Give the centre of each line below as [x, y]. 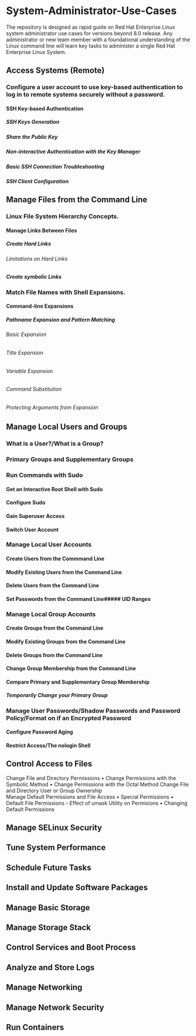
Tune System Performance [56, 848]
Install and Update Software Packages [77, 888]
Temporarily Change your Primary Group [57, 695]
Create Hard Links [29, 244]
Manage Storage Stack [49, 928]
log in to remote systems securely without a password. [86, 95]
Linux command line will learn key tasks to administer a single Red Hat [91, 46]
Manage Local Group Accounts [51, 614]
